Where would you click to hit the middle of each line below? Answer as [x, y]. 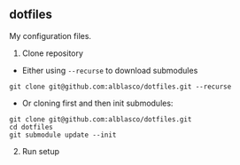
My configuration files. [50, 35]
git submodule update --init [63, 135]
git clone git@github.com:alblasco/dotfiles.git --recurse [120, 86]
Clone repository [53, 53]
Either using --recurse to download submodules [110, 70]
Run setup [41, 151]
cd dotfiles [31, 127]
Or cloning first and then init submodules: [97, 103]
